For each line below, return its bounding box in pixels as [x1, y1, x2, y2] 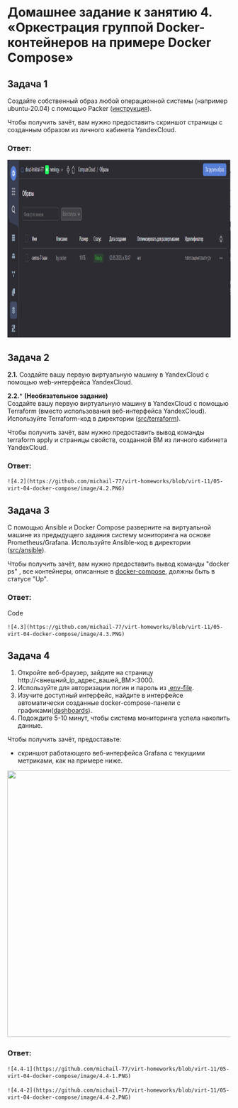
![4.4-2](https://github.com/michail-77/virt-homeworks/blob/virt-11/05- [7, 1087, 230, 1094]
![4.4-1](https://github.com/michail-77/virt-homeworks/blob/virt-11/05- [7, 1065, 230, 1072]
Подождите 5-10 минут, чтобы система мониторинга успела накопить [17, 714, 230, 722]
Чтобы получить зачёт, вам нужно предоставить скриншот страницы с [7, 118, 223, 127]
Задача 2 [7, 351, 50, 363]
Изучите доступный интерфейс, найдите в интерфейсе [17, 691, 183, 700]
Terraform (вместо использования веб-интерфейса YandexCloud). [7, 407, 207, 416]
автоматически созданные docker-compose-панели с [17, 699, 181, 707]
